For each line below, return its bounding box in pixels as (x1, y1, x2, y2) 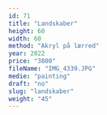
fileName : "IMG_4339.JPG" (8, 65, 96, 73)
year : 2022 (8, 49, 45, 57)
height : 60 (8, 27, 45, 35)
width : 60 (8, 34, 42, 43)
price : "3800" (8, 57, 57, 66)
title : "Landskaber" (8, 19, 79, 28)
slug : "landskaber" (8, 87, 75, 96)
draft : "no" (8, 79, 49, 87)
